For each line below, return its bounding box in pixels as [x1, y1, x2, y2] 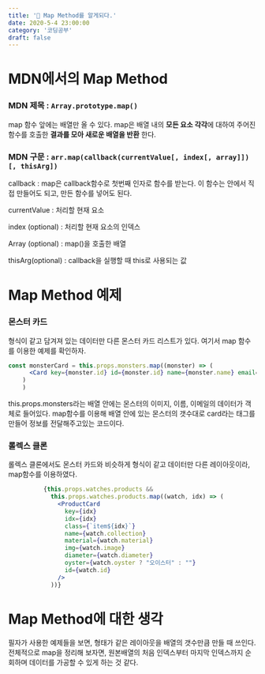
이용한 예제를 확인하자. [16, 345, 87, 356]
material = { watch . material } [64, 537, 154, 545]
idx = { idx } [64, 514, 97, 522]
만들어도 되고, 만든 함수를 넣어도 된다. [16, 189, 132, 198]
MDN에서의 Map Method [8, 70, 168, 88]
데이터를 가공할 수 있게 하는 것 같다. [28, 657, 139, 667]
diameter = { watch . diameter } [64, 552, 154, 559]
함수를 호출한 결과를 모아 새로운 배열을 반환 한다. [8, 130, 156, 139]
